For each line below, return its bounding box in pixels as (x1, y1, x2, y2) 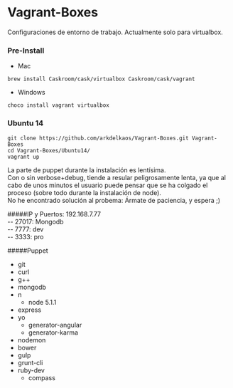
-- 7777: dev (7, 225, 44, 234)
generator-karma (28, 328, 79, 337)
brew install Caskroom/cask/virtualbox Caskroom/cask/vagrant (7, 75, 195, 83)
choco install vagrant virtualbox (7, 102, 110, 109)
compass (28, 373, 55, 382)
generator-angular (28, 320, 82, 329)
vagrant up (7, 153, 40, 160)
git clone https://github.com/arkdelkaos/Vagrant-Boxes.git (7, 135, 190, 142)
